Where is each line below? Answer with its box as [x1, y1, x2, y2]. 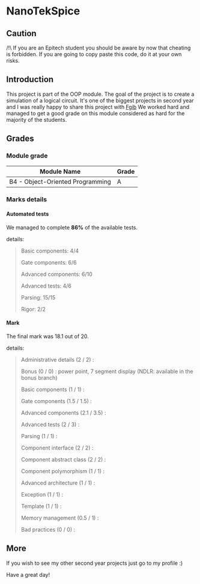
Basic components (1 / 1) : [20, 386, 85, 393]
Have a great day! [6, 571, 50, 578]
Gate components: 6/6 [20, 259, 77, 266]
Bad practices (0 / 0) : [20, 526, 76, 533]
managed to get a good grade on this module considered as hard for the [6, 110, 185, 117]
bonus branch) [20, 374, 58, 381]
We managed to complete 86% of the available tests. [6, 224, 138, 231]
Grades [6, 134, 34, 144]
